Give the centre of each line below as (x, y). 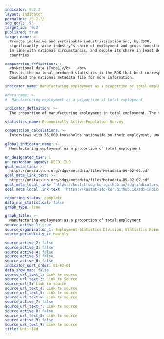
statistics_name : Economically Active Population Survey (64, 122)
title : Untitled (21, 329)
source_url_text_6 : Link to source (41, 297)
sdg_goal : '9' (20, 23)
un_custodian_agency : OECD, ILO (38, 162)
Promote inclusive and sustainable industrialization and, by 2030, (81, 42)
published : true (21, 32)
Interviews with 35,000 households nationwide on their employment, (81, 135)
